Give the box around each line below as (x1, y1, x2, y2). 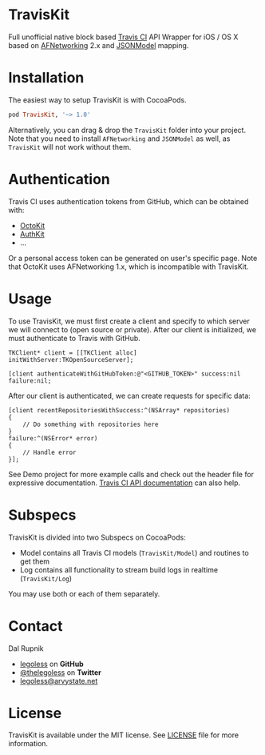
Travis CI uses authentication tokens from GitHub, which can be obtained (8, 196, 249, 206)
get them (19, 556, 50, 566)
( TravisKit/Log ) (19, 573, 73, 583)
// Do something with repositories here (22, 420, 159, 428)
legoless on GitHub (19, 659, 84, 669)
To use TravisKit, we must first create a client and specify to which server (8, 316, 250, 326)
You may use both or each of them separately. (8, 588, 160, 598)
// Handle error (22, 448, 77, 456)
